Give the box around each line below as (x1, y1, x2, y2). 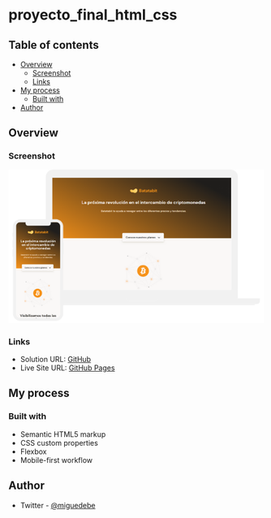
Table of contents (8, 38, 99, 52)
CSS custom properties (19, 438, 99, 447)
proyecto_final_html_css (8, 6, 178, 24)
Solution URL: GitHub (19, 355, 92, 364)
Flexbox (19, 447, 47, 456)
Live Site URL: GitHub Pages (19, 363, 115, 373)
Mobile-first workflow (19, 455, 93, 464)
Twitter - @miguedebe (19, 500, 96, 510)
